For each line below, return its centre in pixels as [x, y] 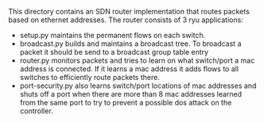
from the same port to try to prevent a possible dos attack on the [126, 103]
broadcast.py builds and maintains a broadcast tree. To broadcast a [130, 44]
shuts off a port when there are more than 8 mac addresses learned [131, 94]
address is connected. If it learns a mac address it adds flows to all [129, 69]
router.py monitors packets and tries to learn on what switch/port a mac [137, 60]
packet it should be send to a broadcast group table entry [114, 52]
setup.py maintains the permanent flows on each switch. [113, 35]
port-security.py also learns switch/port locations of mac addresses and [138, 86]
